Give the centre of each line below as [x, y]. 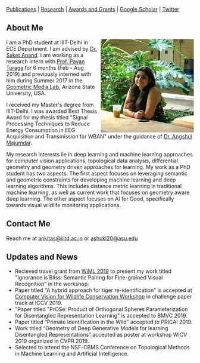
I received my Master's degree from [50, 104]
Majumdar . [19, 143]
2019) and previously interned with [49, 74]
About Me [25, 28]
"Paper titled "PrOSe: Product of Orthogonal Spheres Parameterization [101, 309]
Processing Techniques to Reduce [48, 124]
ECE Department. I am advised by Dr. [51, 48]
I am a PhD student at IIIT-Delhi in [47, 42]
